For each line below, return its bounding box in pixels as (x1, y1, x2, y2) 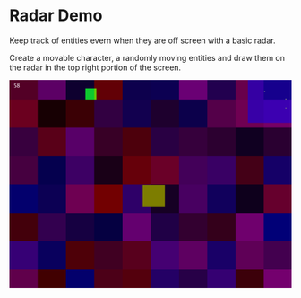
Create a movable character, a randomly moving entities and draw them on (9, 52, 285, 63)
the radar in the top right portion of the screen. (9, 62, 182, 73)
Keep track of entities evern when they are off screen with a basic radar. (9, 35, 276, 46)
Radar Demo (9, 5, 103, 26)
